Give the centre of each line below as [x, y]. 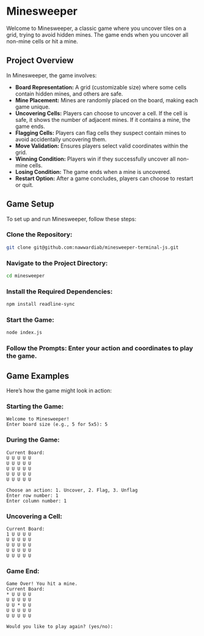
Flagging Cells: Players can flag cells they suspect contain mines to [100, 132]
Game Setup [30, 204]
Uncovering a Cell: [34, 516]
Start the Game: [30, 320]
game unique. [32, 107]
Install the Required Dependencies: [60, 291]
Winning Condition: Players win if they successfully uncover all [95, 159]
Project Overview [40, 60]
